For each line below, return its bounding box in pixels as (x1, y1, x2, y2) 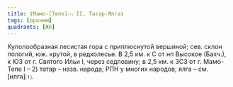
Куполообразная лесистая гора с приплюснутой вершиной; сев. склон (7, 43, 223, 51)
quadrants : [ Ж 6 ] (7, 23, 55, 30)
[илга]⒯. (7, 72, 34, 81)
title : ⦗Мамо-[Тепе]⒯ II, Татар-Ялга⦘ (7, 10, 124, 18)
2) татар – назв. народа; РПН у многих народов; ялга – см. (31, 65, 209, 74)
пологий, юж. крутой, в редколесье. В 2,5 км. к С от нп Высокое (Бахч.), (7, 50, 227, 58)
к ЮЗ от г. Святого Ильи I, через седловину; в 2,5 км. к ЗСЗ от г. (7, 58, 202, 66)
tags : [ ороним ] (7, 17, 52, 24)
